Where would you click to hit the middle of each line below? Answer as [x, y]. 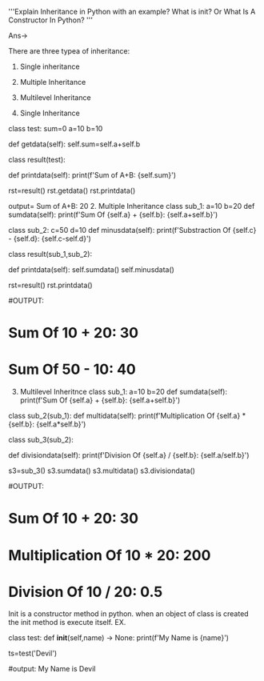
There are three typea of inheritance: [69, 51]
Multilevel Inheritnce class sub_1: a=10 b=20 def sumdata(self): [124, 392]
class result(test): [37, 160]
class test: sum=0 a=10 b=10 [56, 128]
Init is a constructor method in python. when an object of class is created [129, 614]
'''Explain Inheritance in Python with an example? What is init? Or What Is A [132, 12]
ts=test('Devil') [33, 653]
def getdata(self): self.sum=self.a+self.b [74, 144]
